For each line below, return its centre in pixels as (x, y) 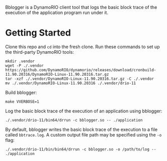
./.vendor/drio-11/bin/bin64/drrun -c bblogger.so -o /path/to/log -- (81, 149)
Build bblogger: (21, 92)
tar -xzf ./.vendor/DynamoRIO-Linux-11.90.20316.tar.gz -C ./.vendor (80, 79)
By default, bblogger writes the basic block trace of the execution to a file (81, 129)
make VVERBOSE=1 (22, 102)
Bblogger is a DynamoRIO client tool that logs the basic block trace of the (81, 7)
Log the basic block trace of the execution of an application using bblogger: (84, 111)
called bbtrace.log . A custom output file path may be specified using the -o (83, 134)
